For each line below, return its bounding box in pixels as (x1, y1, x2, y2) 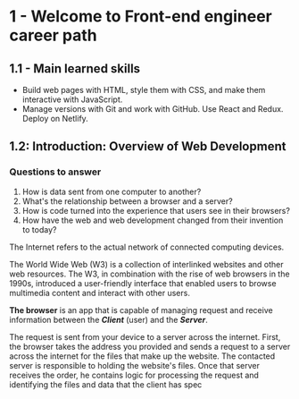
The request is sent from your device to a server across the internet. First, (9, 331, 281, 342)
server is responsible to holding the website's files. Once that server (9, 360, 261, 370)
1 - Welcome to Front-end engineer (9, 6, 272, 27)
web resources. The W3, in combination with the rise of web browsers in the (9, 268, 290, 279)
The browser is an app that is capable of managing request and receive (9, 304, 274, 315)
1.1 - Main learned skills (9, 61, 141, 76)
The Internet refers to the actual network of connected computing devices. (9, 242, 285, 252)
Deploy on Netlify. (21, 114, 89, 123)
